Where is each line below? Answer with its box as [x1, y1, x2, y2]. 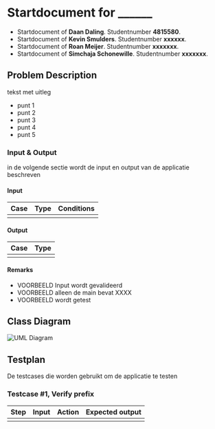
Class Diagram [7, 315, 71, 328]
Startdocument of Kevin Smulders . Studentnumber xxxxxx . [16, 34, 187, 43]
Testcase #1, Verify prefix [7, 389, 95, 399]
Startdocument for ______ [7, 5, 152, 21]
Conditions [58, 204, 95, 213]
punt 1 [16, 101, 35, 109]
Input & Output [7, 147, 57, 157]
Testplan [7, 353, 46, 366]
